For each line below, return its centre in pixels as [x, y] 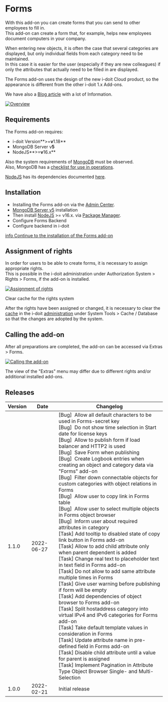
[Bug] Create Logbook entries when [101, 459]
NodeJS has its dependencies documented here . [55, 177]
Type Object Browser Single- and [98, 671]
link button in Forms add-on [91, 540]
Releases [20, 393]
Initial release [74, 689]
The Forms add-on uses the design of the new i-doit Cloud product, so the [82, 79]
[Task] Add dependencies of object [100, 596]
